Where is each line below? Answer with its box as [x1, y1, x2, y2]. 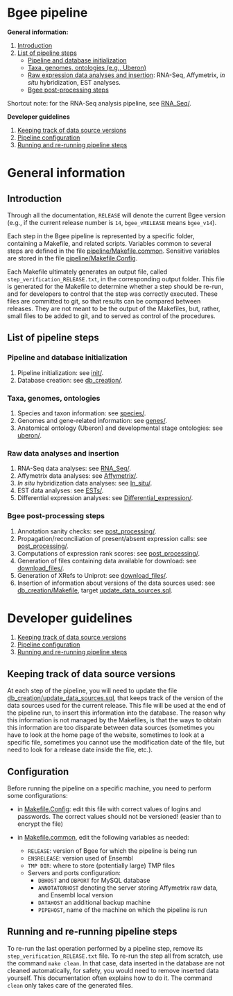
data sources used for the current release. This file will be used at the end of [7, 702, 226, 710]
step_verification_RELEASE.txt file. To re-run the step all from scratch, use [7, 952, 223, 960]
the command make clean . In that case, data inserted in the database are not [7, 958, 225, 967]
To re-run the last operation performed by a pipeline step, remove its [7, 944, 203, 952]
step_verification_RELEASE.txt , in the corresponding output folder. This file [7, 274, 225, 283]
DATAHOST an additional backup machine [37, 898, 151, 907]
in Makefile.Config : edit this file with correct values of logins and [17, 805, 201, 813]
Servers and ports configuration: [27, 869, 121, 877]
